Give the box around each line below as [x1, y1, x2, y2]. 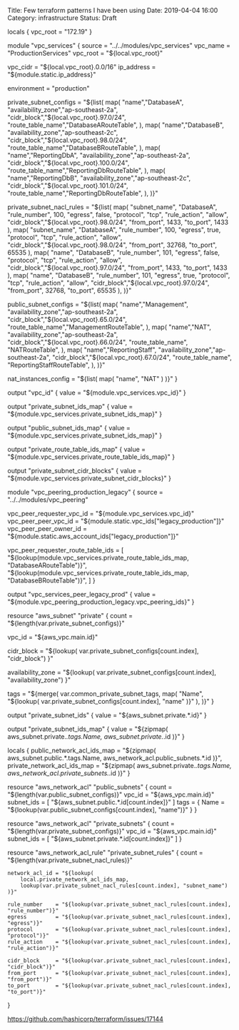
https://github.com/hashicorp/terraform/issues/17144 [7, 1015, 164, 1023]
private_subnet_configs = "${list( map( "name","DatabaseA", [7, 98, 184, 106]
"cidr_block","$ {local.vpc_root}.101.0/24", [7, 181, 128, 190]
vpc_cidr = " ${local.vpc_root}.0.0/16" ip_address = [7, 63, 156, 71]
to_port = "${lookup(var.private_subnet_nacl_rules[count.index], [7, 982, 232, 989]
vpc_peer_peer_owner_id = [7, 525, 88, 532]
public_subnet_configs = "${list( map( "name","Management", [7, 300, 189, 308]
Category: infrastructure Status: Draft [7, 14, 117, 22]
